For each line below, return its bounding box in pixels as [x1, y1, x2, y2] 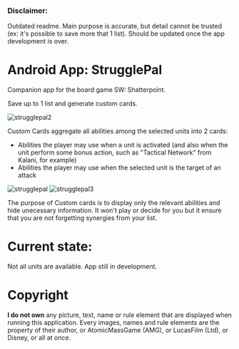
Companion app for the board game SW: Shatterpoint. [7, 85, 166, 94]
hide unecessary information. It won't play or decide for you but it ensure [7, 206, 223, 215]
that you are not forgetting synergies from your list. [7, 214, 158, 222]
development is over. [7, 37, 69, 46]
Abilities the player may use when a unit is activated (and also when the [17, 141, 228, 150]
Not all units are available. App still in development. [7, 262, 158, 271]
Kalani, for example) [17, 156, 77, 165]
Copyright [7, 287, 69, 303]
